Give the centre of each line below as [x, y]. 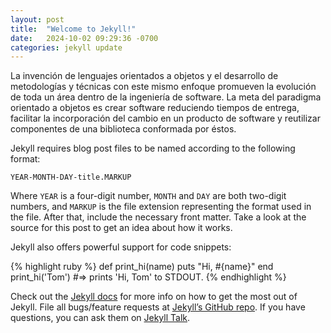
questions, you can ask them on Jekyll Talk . [100, 318]
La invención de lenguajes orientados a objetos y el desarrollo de [144, 76]
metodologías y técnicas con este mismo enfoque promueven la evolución [163, 87]
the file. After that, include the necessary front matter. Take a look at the [158, 217]
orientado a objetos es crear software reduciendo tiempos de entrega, [155, 108]
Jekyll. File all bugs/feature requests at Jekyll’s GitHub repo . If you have [158, 307]
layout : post [37, 19]
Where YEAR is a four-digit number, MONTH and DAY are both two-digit [148, 196]
